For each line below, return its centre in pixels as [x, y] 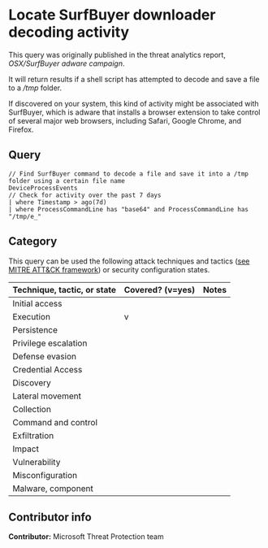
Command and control [55, 422]
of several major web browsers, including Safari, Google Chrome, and [125, 120]
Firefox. [21, 129]
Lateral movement [47, 396]
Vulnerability [37, 462]
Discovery [32, 382]
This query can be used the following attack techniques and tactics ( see [129, 261]
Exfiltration [33, 435]
